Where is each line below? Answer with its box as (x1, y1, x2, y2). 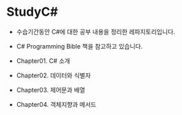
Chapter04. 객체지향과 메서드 (16, 100, 97, 108)
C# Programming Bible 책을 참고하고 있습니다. (16, 42, 143, 50)
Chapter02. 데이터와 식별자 (16, 71, 91, 79)
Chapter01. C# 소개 (16, 56, 70, 65)
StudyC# (6, 4, 58, 20)
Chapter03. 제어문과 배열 (16, 86, 85, 94)
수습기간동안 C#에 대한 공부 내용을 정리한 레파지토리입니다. (16, 27, 176, 36)
